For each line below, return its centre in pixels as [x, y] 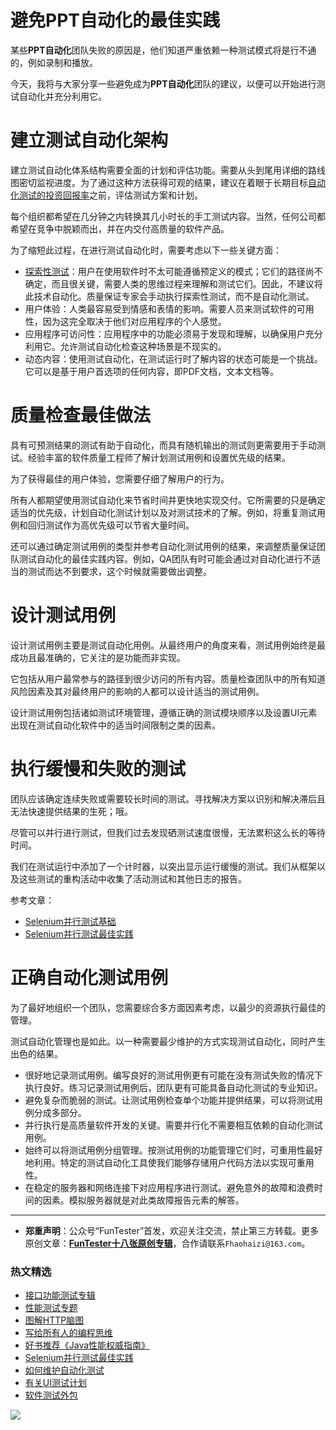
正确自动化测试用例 [89, 977]
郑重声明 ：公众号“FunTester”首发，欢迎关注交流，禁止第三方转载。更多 [172, 1230]
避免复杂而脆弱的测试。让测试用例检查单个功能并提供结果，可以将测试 [169, 1100]
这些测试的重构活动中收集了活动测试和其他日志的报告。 [132, 878]
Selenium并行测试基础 [70, 921]
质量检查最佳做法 [81, 415]
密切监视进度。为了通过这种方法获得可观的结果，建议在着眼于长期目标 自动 [172, 182]
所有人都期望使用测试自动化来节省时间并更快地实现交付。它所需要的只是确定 [168, 500]
